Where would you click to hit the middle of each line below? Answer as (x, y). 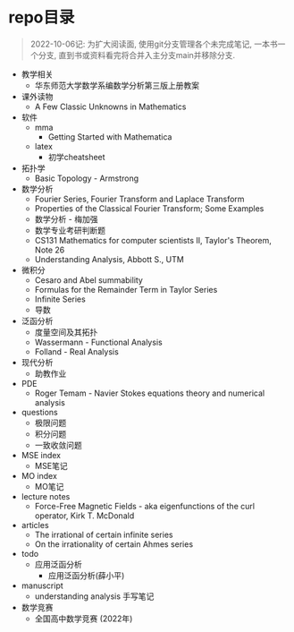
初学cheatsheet (76, 157)
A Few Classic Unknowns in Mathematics (110, 107)
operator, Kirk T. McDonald (84, 516)
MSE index (41, 455)
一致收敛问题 (58, 445)
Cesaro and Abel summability (89, 280)
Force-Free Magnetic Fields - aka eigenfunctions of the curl (145, 506)
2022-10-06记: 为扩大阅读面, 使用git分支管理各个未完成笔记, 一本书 (154, 44)
